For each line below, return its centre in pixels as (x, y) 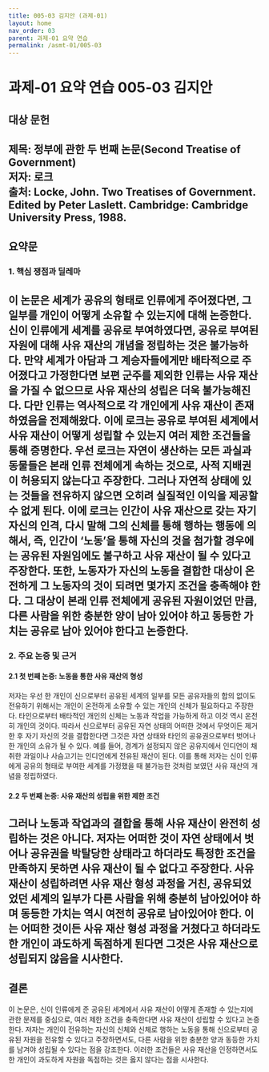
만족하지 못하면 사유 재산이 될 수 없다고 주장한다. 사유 (131, 868)
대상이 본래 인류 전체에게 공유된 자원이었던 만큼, (147, 601)
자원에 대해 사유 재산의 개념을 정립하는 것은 (108, 345)
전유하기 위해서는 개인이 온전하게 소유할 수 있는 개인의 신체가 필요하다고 (120, 706)
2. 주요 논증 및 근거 (43, 656)
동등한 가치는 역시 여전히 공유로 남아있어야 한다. (131, 914)
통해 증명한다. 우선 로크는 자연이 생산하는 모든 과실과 (130, 450)
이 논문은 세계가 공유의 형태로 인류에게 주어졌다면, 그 (130, 300)
